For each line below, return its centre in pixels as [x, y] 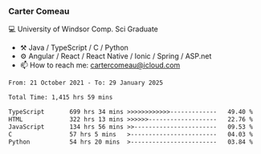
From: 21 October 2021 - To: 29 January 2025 [86, 83]
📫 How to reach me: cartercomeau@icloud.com [100, 65]
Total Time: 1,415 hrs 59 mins [61, 98]
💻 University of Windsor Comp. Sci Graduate [84, 29]
